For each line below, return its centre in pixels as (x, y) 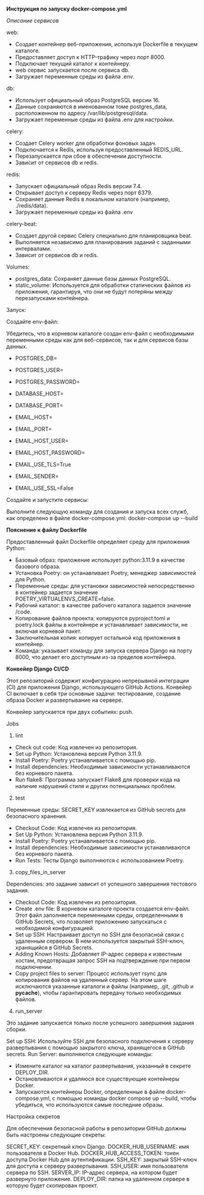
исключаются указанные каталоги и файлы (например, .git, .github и (104, 986)
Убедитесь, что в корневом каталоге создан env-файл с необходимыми (100, 333)
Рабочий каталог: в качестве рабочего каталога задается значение (103, 605)
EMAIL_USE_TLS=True (43, 464)
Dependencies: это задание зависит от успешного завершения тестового (101, 884)
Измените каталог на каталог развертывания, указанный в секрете (103, 1066)
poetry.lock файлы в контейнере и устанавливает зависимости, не (101, 625)
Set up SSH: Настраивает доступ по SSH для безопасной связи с (100, 935)
